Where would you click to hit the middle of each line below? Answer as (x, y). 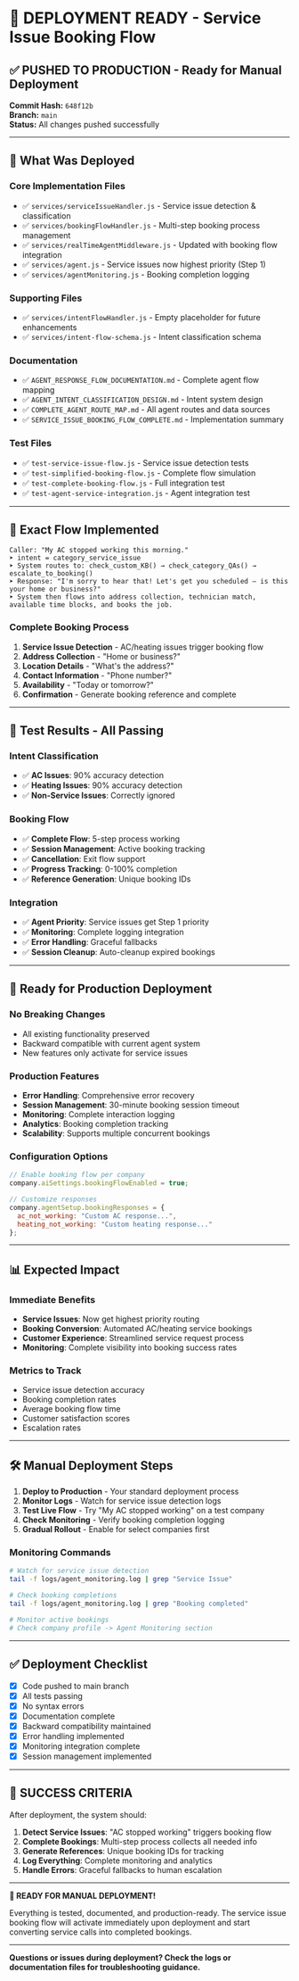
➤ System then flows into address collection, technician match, (133, 597)
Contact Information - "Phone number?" (97, 675)
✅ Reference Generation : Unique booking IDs (106, 879)
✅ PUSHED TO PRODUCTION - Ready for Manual (145, 70)
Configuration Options (59, 1156)
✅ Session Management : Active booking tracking (113, 849)
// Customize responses (53, 1199)
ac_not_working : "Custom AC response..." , (97, 1216)
